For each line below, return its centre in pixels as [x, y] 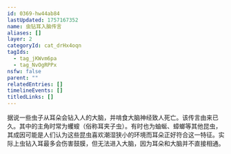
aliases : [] [24, 33]
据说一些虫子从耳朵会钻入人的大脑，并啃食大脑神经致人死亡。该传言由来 [110, 117]
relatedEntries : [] [35, 84]
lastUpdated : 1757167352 [43, 20]
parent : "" [23, 78]
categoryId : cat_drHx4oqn [44, 46]
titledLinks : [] [30, 97]
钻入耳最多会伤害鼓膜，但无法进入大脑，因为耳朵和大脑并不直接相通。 [125, 143]
